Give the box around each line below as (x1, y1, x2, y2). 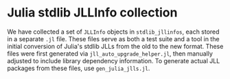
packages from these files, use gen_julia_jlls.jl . (7, 64, 150, 72)
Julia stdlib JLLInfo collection (7, 5, 178, 21)
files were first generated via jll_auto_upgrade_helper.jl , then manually (7, 49, 213, 58)
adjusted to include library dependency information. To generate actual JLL (7, 56, 220, 65)
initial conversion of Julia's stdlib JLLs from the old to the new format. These (7, 42, 224, 50)
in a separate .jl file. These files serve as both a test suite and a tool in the (7, 34, 220, 43)
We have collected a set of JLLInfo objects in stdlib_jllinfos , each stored (7, 27, 220, 36)
